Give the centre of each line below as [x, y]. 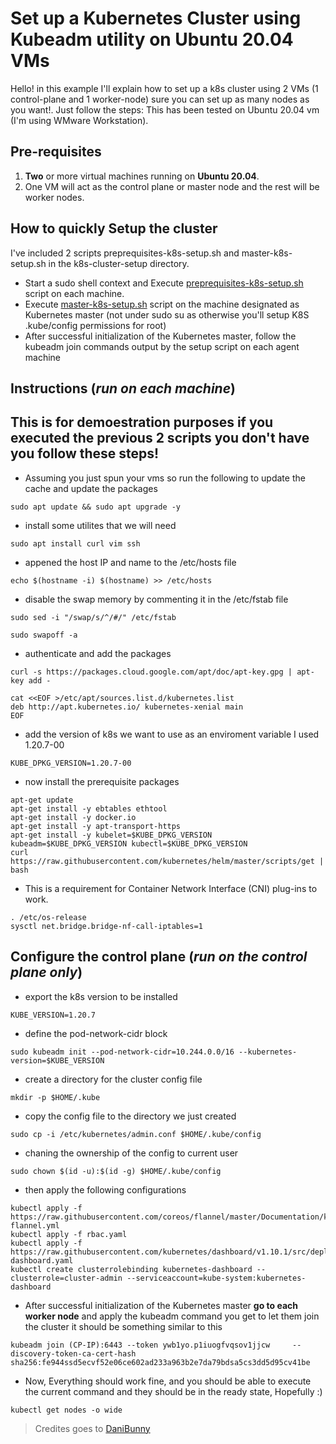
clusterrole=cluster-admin [66, 1278]
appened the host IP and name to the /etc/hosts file [130, 562]
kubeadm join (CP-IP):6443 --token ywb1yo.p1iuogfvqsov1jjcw [140, 1345]
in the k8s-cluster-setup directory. [119, 263]
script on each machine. [74, 293]
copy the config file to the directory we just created [130, 1116]
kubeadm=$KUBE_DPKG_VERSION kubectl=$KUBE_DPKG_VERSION [129, 843]
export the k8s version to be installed [101, 996]
